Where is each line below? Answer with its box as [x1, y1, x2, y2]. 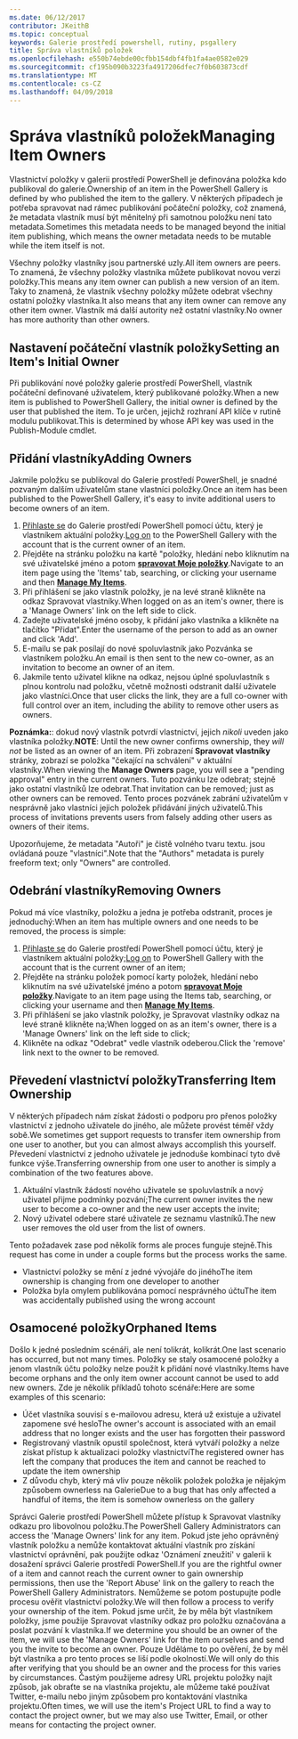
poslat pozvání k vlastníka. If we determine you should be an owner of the [9, 1624, 278, 1635]
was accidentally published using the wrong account [21, 1295, 216, 1305]
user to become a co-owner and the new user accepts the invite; [21, 1203, 261, 1214]
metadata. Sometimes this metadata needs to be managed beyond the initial [9, 222, 286, 232]
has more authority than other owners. [9, 314, 150, 325]
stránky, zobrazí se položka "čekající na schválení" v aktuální [9, 755, 233, 766]
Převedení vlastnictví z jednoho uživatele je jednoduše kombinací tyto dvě [9, 1148, 281, 1158]
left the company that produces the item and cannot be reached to [21, 1456, 267, 1467]
